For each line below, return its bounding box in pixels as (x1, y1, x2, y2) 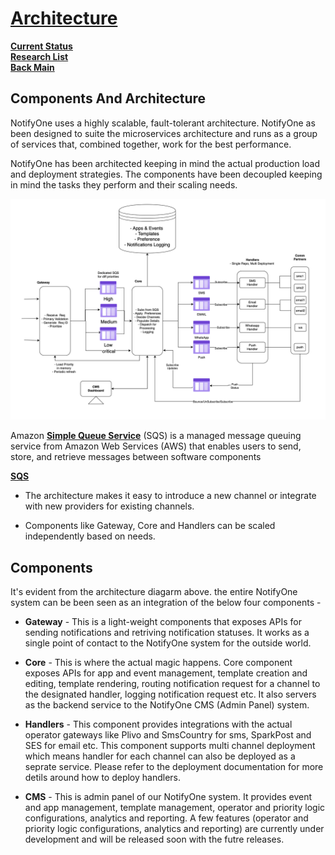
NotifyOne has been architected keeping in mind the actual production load (10, 157, 321, 169)
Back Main (10, 61, 55, 73)
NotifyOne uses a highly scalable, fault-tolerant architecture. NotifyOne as (10, 117, 316, 129)
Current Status (10, 40, 73, 52)
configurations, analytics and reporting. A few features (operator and (24, 812, 309, 824)
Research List (10, 50, 69, 62)
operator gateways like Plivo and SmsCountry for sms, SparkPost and (24, 728, 312, 741)
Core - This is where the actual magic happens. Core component (24, 656, 293, 668)
